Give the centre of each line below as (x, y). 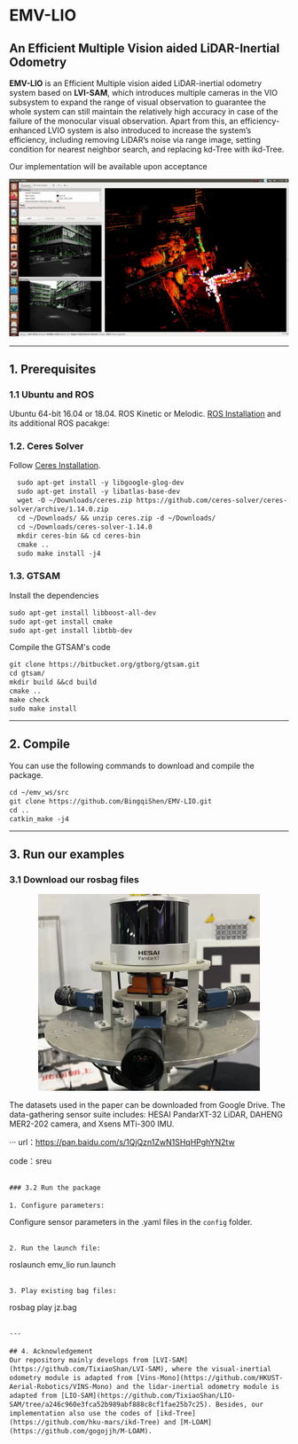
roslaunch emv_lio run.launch (63, 1264)
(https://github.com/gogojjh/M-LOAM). (81, 1431)
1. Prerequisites (53, 369)
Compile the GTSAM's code (60, 647)
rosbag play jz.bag (43, 1307)
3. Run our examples (67, 854)
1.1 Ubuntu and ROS (52, 394)
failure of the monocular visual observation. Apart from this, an (124, 121)
